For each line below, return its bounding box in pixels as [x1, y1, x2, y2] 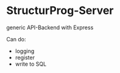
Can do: [6, 35, 26, 43]
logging [15, 47, 35, 55]
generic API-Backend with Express [6, 24, 94, 31]
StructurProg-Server [6, 4, 114, 18]
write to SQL [15, 60, 47, 68]
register [15, 54, 35, 61]
